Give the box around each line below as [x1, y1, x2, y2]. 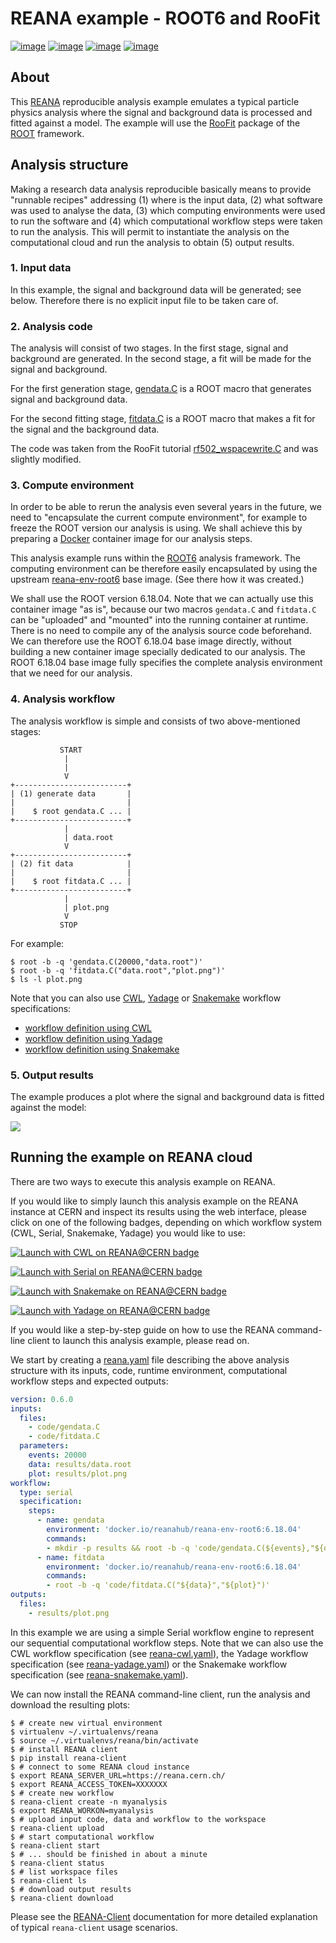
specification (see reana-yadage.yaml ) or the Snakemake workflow [10, 1658, 288, 1670]
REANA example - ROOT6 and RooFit [10, 7, 321, 30]
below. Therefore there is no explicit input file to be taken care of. [10, 294, 279, 306]
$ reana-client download [10, 1893, 114, 1903]
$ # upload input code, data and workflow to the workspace [10, 1814, 267, 1824]
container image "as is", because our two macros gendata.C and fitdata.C [10, 603, 317, 616]
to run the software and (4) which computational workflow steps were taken [10, 215, 323, 227]
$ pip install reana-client [10, 1753, 128, 1763]
